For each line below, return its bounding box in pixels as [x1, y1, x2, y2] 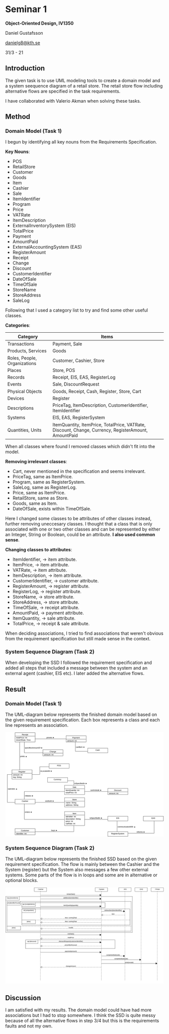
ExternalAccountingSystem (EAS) [12, 244, 82, 250]
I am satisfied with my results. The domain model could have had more [5, 1007, 152, 1013]
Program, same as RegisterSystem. [12, 479, 86, 485]
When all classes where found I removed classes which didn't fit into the [5, 444, 155, 450]
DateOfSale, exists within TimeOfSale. [12, 506, 92, 512]
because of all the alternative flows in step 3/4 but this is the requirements [5, 1018, 159, 1024]
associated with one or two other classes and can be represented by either [5, 526, 161, 532]
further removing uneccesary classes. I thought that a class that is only [5, 521, 152, 527]
